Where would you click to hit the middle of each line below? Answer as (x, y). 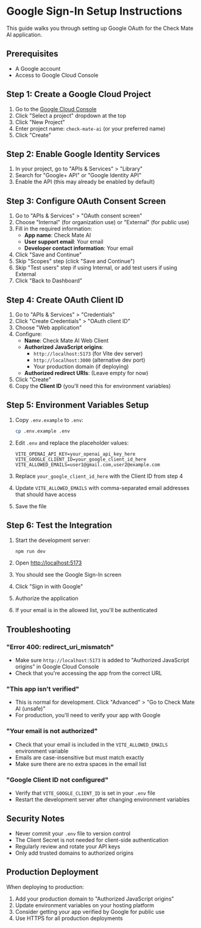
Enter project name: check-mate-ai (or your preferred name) (90, 128)
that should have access (46, 494)
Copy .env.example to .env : (49, 420)
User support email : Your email (64, 242)
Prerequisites (32, 54)
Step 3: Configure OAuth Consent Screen (86, 201)
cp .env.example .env (42, 431)
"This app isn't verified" (43, 689)
